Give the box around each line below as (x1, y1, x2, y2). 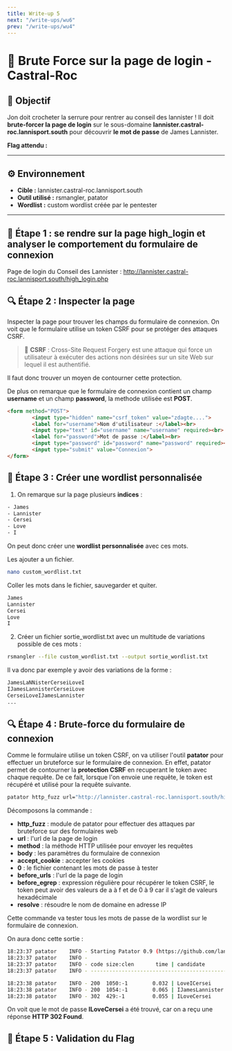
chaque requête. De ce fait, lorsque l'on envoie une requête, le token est (7, 773, 213, 781)
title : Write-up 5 (7, 10, 60, 17)
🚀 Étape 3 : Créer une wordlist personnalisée (7, 472, 202, 484)
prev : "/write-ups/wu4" (7, 23, 76, 30)
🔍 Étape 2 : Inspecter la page (7, 295, 135, 308)
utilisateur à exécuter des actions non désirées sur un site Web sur (23, 353, 214, 361)
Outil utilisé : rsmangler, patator (17, 194, 108, 202)
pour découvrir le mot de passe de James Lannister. (69, 128, 219, 136)
